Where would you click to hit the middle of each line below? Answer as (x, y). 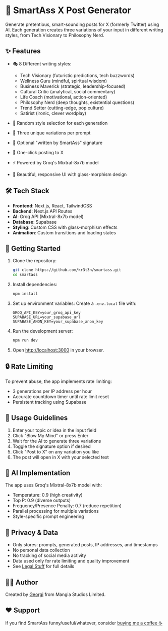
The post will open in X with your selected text (61, 457)
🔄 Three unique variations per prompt (51, 133)
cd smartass (25, 275)
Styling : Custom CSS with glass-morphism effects (65, 227)
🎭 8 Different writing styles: (42, 63)
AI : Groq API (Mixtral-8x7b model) (48, 216)
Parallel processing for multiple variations (56, 511)
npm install (25, 294)
